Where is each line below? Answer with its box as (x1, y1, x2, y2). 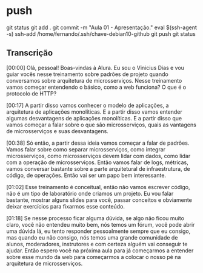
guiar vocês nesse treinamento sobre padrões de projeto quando (6, 71, 168, 78)
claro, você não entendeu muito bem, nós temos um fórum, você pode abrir (6, 221, 195, 228)
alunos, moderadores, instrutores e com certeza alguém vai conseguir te (6, 240, 188, 247)
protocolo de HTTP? (6, 89, 57, 97)
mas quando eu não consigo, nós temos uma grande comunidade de (6, 233, 178, 241)
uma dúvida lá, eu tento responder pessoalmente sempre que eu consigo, (6, 227, 191, 235)
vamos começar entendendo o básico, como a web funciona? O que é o (6, 83, 187, 91)
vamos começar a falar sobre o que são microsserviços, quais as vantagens (6, 121, 197, 128)
